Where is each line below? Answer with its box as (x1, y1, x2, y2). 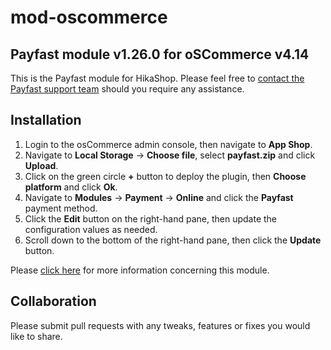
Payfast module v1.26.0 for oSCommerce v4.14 (10, 46, 310, 63)
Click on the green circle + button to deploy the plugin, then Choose (24, 170, 307, 182)
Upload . (24, 159, 59, 171)
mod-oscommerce (10, 6, 168, 29)
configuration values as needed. (24, 223, 158, 235)
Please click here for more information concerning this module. (10, 264, 270, 276)
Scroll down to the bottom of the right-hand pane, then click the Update (24, 234, 322, 246)
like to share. (10, 330, 63, 342)
